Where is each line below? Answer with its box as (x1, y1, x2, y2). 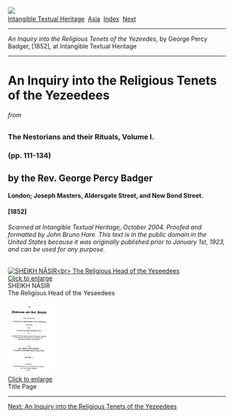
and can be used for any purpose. (8, 245, 106, 254)
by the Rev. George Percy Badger (8, 172, 153, 184)
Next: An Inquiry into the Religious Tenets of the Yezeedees (8, 402, 177, 411)
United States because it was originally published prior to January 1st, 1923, (8, 238, 225, 246)
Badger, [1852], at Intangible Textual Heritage (8, 42, 137, 50)
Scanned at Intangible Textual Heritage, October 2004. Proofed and (8, 223, 203, 231)
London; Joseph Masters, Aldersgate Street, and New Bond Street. (8, 191, 204, 200)
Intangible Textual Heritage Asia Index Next (8, 15, 137, 23)
